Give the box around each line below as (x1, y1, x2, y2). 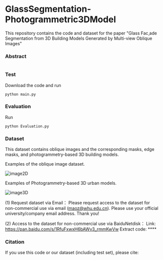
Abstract (5, 53, 27, 59)
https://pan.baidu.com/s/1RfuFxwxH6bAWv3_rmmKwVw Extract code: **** (5, 226, 157, 232)
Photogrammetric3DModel (5, 14, 116, 25)
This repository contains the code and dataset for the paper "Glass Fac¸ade (5, 30, 157, 36)
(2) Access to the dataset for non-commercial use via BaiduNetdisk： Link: (5, 221, 156, 227)
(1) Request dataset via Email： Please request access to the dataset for (5, 200, 150, 206)
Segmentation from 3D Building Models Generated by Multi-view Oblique (5, 35, 153, 41)
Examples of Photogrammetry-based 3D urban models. (5, 180, 116, 186)
